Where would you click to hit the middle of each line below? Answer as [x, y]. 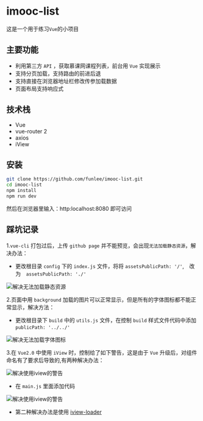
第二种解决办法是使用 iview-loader [58, 412]
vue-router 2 [31, 131]
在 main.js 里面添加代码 [45, 386]
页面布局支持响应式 [39, 88]
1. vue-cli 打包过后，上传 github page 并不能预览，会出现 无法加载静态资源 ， [98, 246]
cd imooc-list [24, 185]
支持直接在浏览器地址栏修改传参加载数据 [66, 81]
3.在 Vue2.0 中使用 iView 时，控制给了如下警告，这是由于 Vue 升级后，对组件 [102, 352]
